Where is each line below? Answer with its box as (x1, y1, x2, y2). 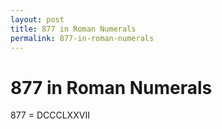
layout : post (10, 14, 65, 25)
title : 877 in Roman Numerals (10, 24, 137, 34)
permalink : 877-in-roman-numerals (10, 33, 155, 43)
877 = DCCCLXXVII (10, 109, 90, 121)
